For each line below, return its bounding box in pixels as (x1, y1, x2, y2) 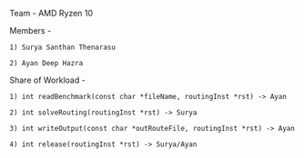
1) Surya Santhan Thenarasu (9, 43, 117, 52)
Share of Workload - (9, 74, 86, 85)
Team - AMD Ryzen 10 (9, 8, 94, 18)
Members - (9, 25, 52, 35)
